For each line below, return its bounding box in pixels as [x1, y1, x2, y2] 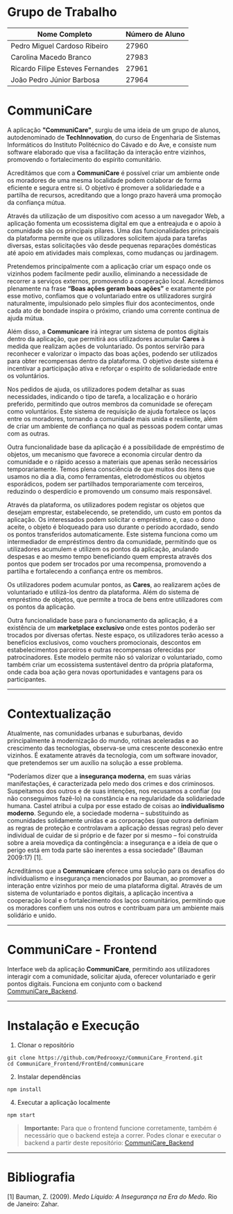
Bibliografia [7, 1169, 76, 1185]
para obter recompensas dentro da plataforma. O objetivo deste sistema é [7, 356, 218, 365]
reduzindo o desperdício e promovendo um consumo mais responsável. [7, 487, 212, 495]
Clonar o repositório [17, 1040, 75, 1049]
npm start [7, 1111, 36, 1119]
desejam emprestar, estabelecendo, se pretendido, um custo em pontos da [7, 508, 222, 516]
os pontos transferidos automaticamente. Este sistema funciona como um [7, 530, 218, 539]
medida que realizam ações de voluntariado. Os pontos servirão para [7, 342, 205, 350]
